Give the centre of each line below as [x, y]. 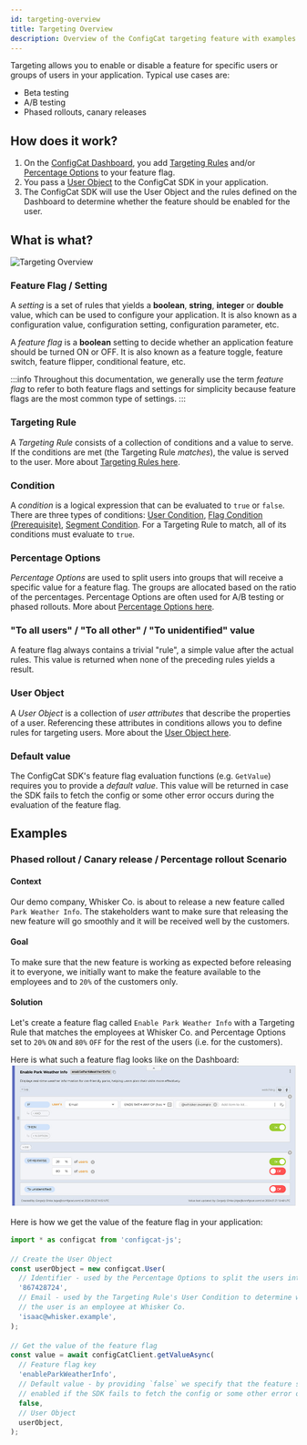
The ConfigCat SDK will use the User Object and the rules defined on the [160, 192]
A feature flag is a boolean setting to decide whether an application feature [152, 343]
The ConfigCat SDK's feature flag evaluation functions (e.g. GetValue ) [141, 776]
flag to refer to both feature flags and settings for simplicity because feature [153, 389]
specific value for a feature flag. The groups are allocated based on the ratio [153, 587]
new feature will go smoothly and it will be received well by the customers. [150, 921]
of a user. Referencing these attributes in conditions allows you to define [146, 722]
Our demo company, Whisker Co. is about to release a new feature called [148, 902]
